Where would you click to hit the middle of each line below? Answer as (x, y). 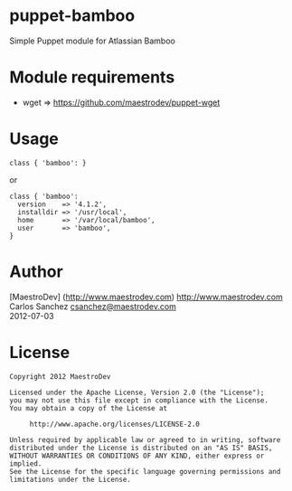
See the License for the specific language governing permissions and (145, 471)
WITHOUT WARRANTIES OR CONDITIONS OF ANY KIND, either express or (137, 456)
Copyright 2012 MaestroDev (60, 376)
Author (36, 271)
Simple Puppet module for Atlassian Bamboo (93, 41)
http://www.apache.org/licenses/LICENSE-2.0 (115, 424)
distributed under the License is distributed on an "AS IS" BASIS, (141, 448)
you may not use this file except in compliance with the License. (139, 400)
